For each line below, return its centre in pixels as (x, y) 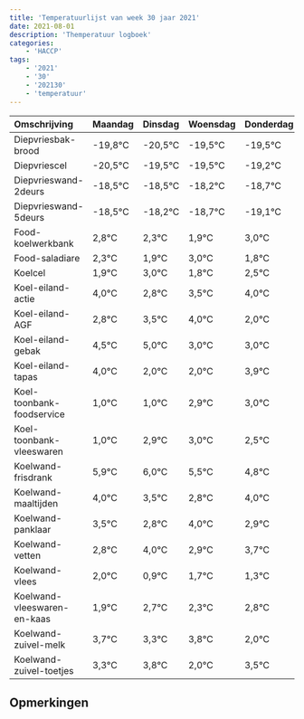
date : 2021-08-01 (42, 26)
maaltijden (36, 503)
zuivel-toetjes (44, 670)
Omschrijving (44, 124)
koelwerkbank (44, 243)
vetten (28, 555)
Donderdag (269, 124)
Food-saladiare (47, 258)
